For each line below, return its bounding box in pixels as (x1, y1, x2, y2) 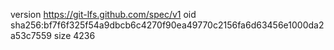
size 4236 (53, 30, 96, 41)
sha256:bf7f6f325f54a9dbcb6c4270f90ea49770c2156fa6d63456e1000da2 (10, 19, 325, 31)
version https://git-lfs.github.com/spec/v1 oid (10, 9, 197, 20)
